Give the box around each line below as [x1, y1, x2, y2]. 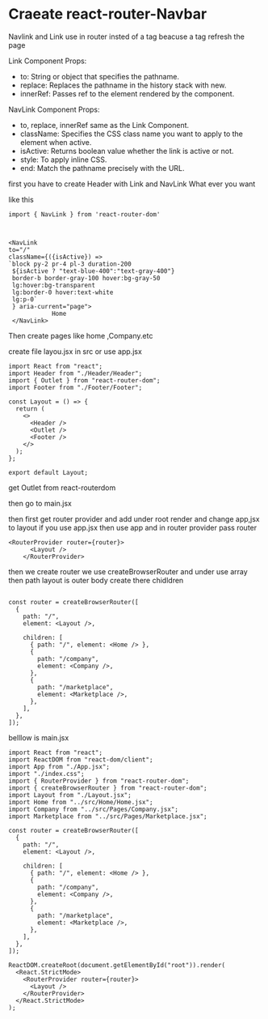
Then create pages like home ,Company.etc [8, 330, 153, 340]
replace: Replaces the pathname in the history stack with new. [19, 80, 227, 90]
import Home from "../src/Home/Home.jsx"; [8, 798, 153, 806]
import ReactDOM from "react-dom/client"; [8, 755, 153, 764]
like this [8, 194, 34, 204]
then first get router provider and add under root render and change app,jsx [8, 514, 260, 523]
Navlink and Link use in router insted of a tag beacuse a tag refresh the [8, 32, 245, 41]
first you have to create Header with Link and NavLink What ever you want [8, 179, 256, 189]
